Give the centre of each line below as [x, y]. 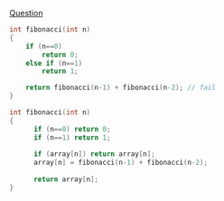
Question [26, 13]
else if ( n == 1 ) [54, 63]
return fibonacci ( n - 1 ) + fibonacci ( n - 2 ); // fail [121, 88]
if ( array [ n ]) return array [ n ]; [94, 154]
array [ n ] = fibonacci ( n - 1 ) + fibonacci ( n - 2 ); [121, 163]
